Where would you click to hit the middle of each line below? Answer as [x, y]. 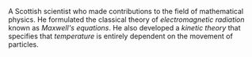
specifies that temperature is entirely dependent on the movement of [121, 36]
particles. [24, 45]
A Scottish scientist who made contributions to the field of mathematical [126, 11]
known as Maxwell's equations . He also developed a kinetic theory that [124, 28]
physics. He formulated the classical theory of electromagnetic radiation [126, 20]
